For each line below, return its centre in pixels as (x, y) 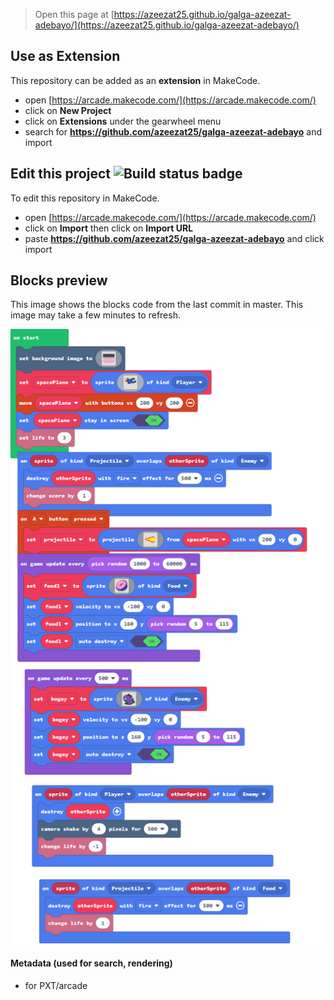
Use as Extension (65, 56)
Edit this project (60, 174)
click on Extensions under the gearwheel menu (123, 121)
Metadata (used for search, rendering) (91, 963)
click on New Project (68, 110)
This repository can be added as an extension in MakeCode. (135, 80)
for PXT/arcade (56, 985)
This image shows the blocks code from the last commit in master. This (157, 305)
